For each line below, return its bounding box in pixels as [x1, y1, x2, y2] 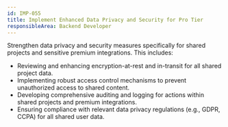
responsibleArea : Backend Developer [7, 23, 112, 29]
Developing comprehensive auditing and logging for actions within [16, 91, 204, 99]
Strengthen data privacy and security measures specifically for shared [7, 42, 206, 50]
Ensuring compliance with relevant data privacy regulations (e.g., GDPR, [16, 105, 220, 113]
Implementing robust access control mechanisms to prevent [16, 76, 187, 85]
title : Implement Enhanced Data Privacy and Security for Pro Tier [7, 16, 204, 23]
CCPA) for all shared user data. [16, 113, 105, 121]
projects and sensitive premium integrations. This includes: [7, 48, 173, 57]
